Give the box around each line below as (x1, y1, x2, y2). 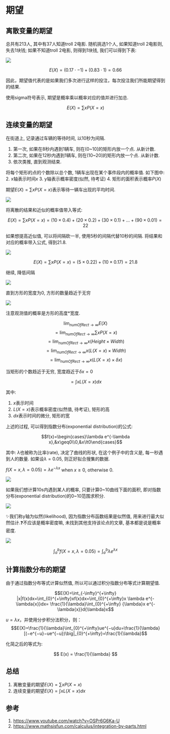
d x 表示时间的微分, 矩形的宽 (13, 412, 70, 419)
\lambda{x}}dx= (15, 600, 49, 607)
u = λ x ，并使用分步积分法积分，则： (6, 617, 82, 623)
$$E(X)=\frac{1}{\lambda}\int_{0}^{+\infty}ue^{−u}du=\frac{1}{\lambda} (11, 625, 160, 631)
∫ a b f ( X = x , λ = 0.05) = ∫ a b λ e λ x (53, 547, 118, 555)
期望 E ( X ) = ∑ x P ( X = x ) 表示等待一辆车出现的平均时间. (6, 186, 116, 193)
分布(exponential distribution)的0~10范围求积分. (6, 493, 105, 499)
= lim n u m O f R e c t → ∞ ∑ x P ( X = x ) (55, 329, 118, 337)
